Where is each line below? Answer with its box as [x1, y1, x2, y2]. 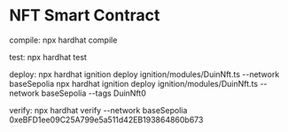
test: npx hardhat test [9, 51, 87, 62]
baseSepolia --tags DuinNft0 [41, 88, 146, 98]
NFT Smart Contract [9, 5, 160, 26]
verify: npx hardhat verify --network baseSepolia [9, 105, 188, 115]
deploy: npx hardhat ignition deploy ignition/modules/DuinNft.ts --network [9, 68, 280, 80]
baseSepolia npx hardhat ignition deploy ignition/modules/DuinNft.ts [9, 78, 259, 89]
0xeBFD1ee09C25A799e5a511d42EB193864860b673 [9, 114, 204, 125]
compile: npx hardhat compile [9, 35, 118, 45]
